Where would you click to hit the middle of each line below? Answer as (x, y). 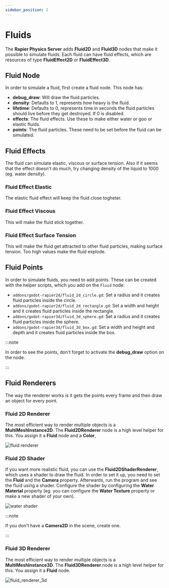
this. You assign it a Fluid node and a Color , (51, 436)
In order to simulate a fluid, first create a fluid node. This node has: (74, 88)
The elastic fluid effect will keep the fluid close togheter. (64, 198)
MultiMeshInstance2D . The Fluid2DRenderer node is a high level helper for (84, 430)
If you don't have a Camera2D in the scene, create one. (63, 526)
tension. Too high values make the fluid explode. (55, 252)
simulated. (23, 135)
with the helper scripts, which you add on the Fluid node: (65, 285)
